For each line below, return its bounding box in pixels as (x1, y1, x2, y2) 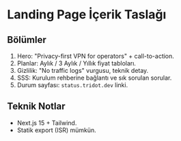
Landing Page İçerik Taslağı (7, 7, 167, 22)
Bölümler (7, 34, 46, 46)
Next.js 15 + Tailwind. (16, 119, 77, 127)
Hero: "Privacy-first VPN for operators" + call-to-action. (16, 52, 174, 60)
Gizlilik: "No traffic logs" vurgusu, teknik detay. (16, 67, 149, 74)
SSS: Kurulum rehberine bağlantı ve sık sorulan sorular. (16, 74, 172, 82)
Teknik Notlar (7, 101, 66, 112)
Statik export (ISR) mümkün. (16, 126, 97, 134)
